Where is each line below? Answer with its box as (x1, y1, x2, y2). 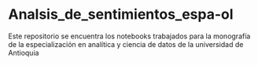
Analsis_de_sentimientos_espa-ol (8, 5, 234, 23)
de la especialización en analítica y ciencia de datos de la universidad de (8, 39, 244, 49)
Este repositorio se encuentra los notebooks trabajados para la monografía (8, 31, 251, 41)
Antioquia (8, 48, 39, 57)
